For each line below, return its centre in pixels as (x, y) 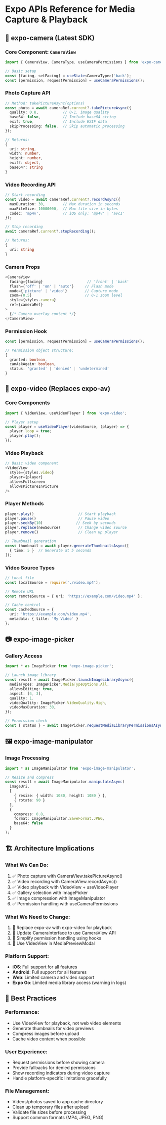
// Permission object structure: (40, 350)
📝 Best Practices (31, 998)
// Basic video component (32, 464)
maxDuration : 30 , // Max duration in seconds (65, 204)
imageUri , (20, 787)
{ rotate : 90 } (30, 800)
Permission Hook (26, 331)
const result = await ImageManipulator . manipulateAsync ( (65, 782)
